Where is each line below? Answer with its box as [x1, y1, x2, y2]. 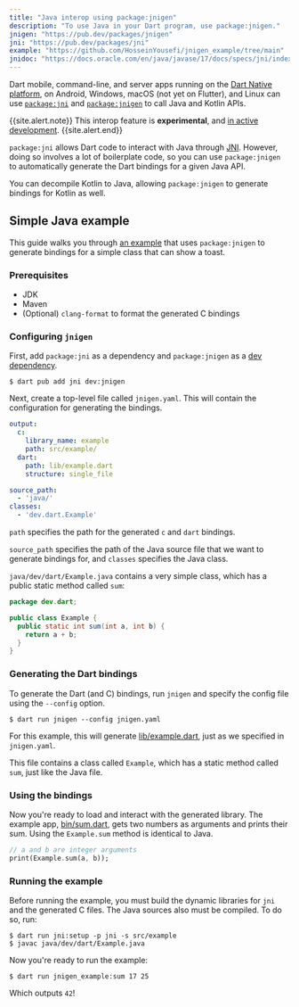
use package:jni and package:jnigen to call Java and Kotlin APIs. [9, 98, 246, 108]
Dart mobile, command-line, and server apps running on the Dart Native [9, 79, 273, 89]
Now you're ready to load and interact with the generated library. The [9, 809, 263, 820]
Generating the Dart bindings [9, 668, 138, 681]
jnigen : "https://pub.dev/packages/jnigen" [9, 29, 174, 38]
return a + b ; [25, 630, 77, 639]
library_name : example [25, 436, 109, 446]
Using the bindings [9, 788, 93, 801]
